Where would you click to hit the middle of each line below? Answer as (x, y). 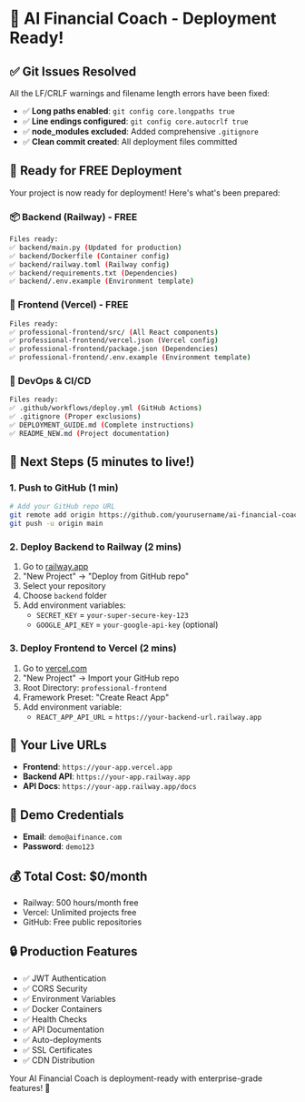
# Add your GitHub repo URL (63, 507)
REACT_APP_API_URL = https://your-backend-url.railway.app (149, 716)
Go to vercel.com (55, 668)
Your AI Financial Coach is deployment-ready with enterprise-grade (136, 1078)
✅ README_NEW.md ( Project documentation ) (90, 433)
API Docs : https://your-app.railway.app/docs (109, 786)
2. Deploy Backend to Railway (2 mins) (95, 547)
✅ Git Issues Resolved (73, 71)
